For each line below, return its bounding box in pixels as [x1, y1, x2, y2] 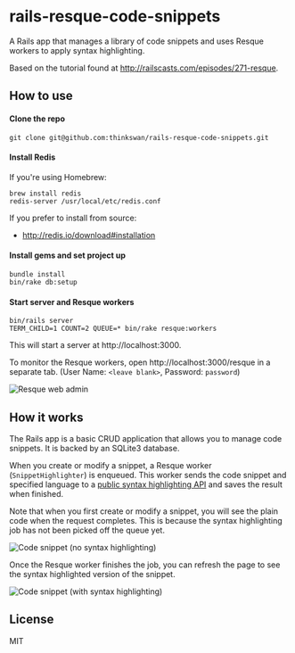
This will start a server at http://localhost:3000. [9, 340, 182, 351]
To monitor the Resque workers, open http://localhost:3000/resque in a [9, 357, 271, 368]
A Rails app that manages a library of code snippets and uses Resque [9, 36, 265, 46]
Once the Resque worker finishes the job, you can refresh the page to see [9, 559, 281, 570]
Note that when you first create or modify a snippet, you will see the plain [9, 506, 279, 517]
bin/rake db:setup [9, 277, 78, 286]
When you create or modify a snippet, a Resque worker [9, 459, 212, 470]
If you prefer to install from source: [9, 212, 137, 223]
